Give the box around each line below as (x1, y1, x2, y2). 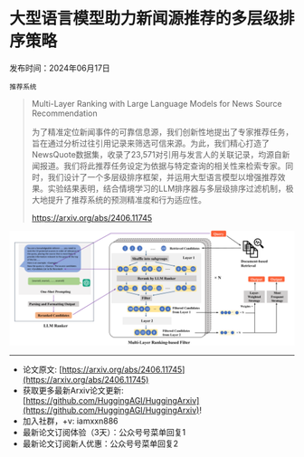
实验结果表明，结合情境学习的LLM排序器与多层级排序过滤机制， (47, 183, 287, 194)
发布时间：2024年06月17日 (9, 62, 110, 73)
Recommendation (31, 108, 98, 119)
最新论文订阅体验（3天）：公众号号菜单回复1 (22, 426, 186, 437)
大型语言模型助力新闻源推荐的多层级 (9, 8, 280, 29)
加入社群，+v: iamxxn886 (22, 415, 119, 426)
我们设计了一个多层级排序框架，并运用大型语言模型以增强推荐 (47, 171, 278, 182)
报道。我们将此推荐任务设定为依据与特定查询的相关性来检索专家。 (39, 160, 286, 171)
